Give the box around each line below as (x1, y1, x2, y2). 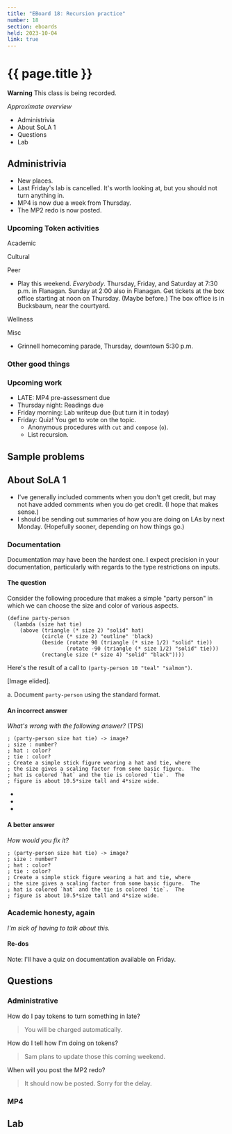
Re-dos (7, 940, 29, 948)
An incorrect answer (7, 706, 68, 715)
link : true (7, 36, 39, 43)
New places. (17, 176, 53, 185)
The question (7, 578, 47, 587)
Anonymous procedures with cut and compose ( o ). (27, 423, 169, 431)
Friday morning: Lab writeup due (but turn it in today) (17, 408, 169, 417)
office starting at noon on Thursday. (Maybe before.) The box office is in (17, 294, 224, 303)
